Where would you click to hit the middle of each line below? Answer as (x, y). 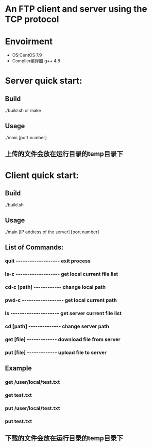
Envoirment (29, 42)
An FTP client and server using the (76, 9)
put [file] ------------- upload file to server (56, 353)
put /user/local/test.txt (33, 409)
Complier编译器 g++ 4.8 (36, 61)
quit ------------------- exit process (48, 261)
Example (18, 368)
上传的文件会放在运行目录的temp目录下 (64, 154)
